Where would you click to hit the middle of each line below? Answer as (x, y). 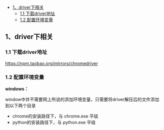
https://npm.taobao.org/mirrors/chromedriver (52, 63)
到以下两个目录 (20, 105)
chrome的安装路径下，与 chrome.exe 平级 (55, 116)
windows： (17, 89)
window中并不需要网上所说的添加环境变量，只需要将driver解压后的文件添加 (82, 99)
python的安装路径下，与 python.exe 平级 (54, 122)
